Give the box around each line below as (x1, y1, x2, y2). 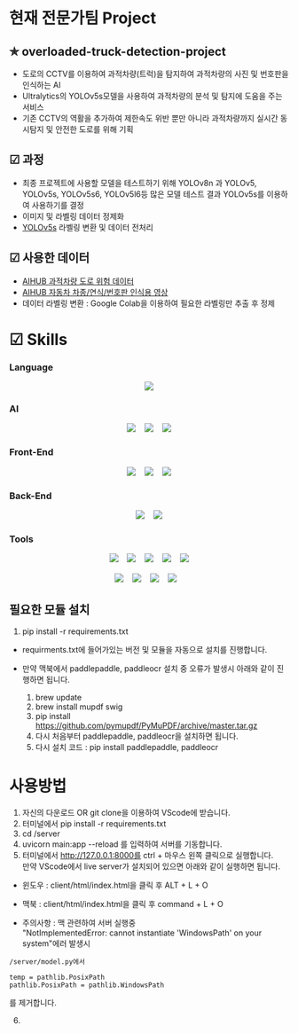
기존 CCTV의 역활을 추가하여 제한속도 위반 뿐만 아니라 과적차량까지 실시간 (21, 113, 278, 123)
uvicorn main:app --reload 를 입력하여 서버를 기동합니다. (21, 839, 223, 849)
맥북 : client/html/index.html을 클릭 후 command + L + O (21, 899, 223, 910)
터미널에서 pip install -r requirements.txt (21, 818, 167, 829)
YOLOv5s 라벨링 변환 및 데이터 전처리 (21, 222, 153, 232)
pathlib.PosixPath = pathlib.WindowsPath (9, 981, 165, 990)
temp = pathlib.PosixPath (9, 973, 105, 982)
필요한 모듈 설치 (9, 602, 90, 617)
